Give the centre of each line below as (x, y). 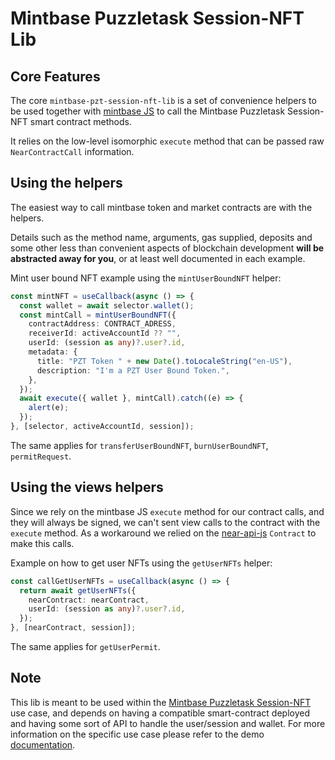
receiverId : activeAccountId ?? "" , (105, 333)
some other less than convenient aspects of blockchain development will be (167, 248)
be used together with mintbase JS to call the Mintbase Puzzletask (148, 111)
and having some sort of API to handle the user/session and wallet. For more (168, 723)
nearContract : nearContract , (89, 600)
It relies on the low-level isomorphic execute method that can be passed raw (167, 141)
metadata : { (53, 352)
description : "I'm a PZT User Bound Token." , (133, 370)
